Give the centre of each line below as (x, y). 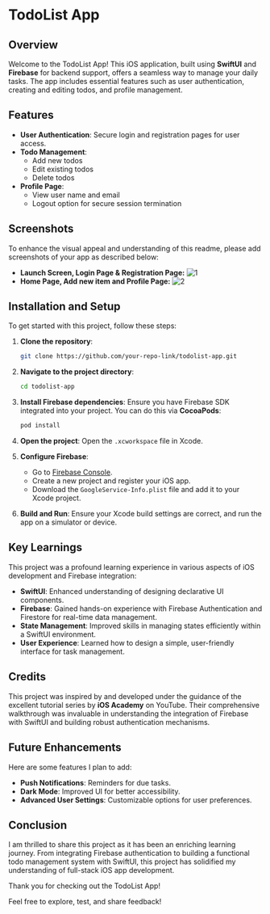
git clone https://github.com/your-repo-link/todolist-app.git (129, 356)
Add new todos (57, 160)
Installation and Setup (64, 307)
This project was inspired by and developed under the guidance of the (125, 696)
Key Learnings (46, 548)
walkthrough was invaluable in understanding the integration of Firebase (129, 714)
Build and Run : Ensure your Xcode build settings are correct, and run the (141, 514)
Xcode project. (56, 498)
